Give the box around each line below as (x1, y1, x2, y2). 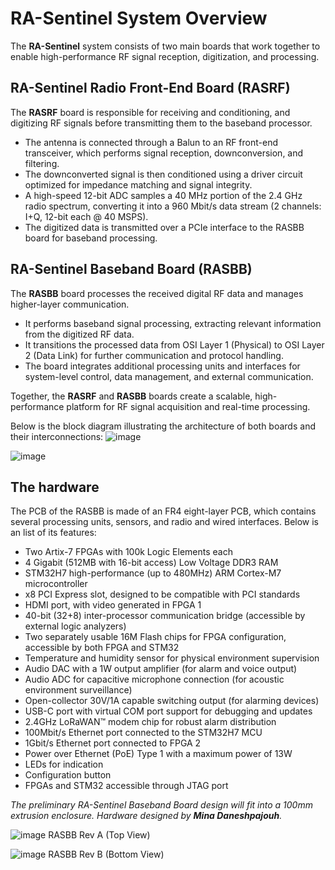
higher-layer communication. (10, 298, 130, 310)
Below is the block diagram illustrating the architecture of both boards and (10, 420, 316, 432)
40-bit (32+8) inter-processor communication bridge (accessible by (24, 610, 306, 622)
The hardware (10, 478, 100, 496)
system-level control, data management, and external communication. (24, 370, 314, 382)
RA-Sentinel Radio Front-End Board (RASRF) (10, 80, 291, 97)
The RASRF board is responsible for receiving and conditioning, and (10, 106, 291, 118)
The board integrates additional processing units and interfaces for (24, 360, 301, 372)
